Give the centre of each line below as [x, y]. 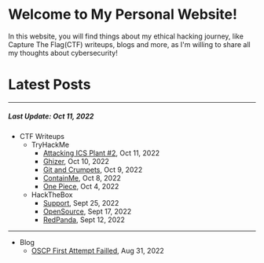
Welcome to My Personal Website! [123, 15]
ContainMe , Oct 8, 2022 [82, 177]
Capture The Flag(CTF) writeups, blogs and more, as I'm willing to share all [129, 44]
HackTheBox [52, 195]
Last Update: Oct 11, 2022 [51, 116]
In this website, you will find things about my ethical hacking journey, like [126, 36]
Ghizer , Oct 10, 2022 [76, 161]
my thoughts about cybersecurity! [63, 53]
